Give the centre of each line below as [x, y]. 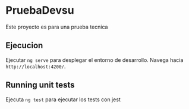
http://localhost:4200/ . [36, 66]
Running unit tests [40, 85]
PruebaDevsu [40, 10]
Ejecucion [24, 46]
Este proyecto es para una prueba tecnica [57, 27]
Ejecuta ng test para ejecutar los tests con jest [63, 99]
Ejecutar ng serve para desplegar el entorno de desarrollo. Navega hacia [94, 60]
